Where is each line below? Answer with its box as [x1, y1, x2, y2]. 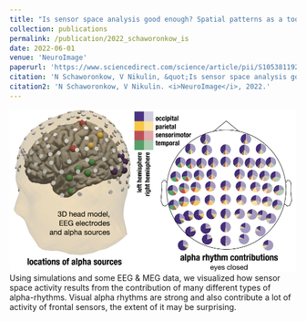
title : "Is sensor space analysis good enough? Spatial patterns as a [9, 15, 283, 24]
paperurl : [9, 63, 47, 72]
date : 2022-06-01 [9, 44, 76, 53]
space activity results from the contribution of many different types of [9, 282, 271, 293]
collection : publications [9, 24, 107, 34]
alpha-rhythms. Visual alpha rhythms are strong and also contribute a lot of [9, 292, 291, 303]
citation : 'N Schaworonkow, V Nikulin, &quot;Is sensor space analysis [9, 73, 287, 82]
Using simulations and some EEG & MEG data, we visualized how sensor [9, 272, 280, 283]
